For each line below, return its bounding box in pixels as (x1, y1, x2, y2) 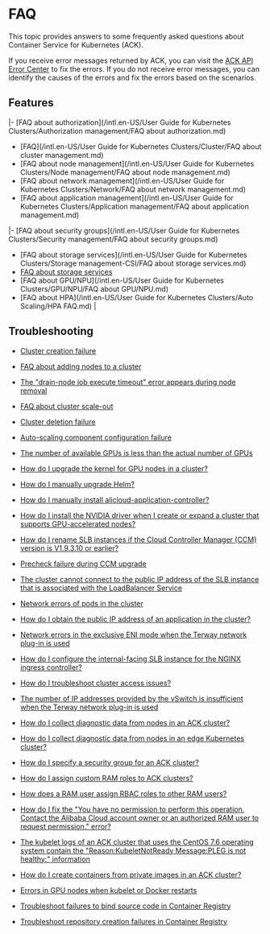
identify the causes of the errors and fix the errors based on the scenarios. (8, 72, 256, 82)
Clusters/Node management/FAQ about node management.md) (19, 167, 231, 177)
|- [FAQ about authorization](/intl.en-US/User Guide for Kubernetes (8, 118, 231, 127)
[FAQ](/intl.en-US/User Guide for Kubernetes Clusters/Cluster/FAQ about (19, 142, 262, 151)
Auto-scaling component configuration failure (19, 432, 172, 442)
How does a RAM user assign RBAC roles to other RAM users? (19, 788, 227, 798)
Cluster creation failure (19, 345, 97, 355)
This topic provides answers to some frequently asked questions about (8, 31, 244, 41)
